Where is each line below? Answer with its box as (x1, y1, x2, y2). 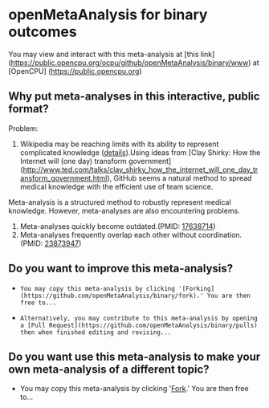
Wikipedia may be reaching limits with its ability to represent (19, 139, 219, 149)
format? (8, 102, 50, 116)
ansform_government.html (19, 173, 108, 182)
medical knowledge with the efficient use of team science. (19, 182, 214, 191)
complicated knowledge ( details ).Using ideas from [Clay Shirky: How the (19, 147, 261, 157)
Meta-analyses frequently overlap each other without (19, 230, 197, 239)
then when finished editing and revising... (19, 328, 172, 337)
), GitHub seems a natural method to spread (107, 173, 252, 182)
